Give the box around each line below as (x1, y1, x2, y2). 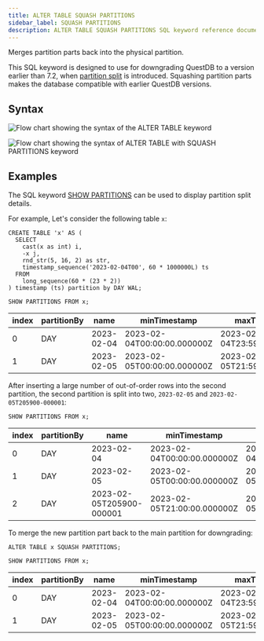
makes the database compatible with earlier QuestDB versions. (8, 79, 212, 89)
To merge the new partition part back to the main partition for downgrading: (8, 528, 253, 537)
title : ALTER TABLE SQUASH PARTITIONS (8, 11, 135, 20)
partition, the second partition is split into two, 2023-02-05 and (8, 390, 208, 398)
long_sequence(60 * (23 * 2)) (22, 277, 122, 285)
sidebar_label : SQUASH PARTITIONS (8, 19, 122, 27)
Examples (8, 170, 57, 183)
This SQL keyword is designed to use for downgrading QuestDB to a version (8, 63, 255, 72)
